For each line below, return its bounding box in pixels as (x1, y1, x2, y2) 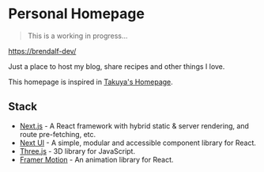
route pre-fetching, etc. (19, 129, 96, 139)
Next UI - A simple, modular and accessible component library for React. (19, 138, 257, 147)
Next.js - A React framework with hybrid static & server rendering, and (19, 120, 249, 131)
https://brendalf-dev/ (8, 46, 77, 55)
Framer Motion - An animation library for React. (19, 155, 174, 164)
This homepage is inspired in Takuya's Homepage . (8, 77, 174, 86)
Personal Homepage (8, 5, 145, 23)
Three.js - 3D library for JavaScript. (19, 146, 136, 155)
